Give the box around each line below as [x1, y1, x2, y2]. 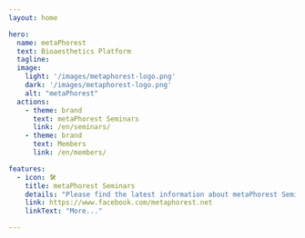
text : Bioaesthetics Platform [16, 46, 131, 55]
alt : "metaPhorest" [25, 88, 99, 98]
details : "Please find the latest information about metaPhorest [25, 190, 279, 199]
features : [8, 164, 46, 174]
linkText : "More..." [25, 206, 103, 216]
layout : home [8, 13, 58, 23]
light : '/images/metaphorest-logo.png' [25, 72, 177, 82]
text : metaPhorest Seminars [32, 114, 140, 124]
